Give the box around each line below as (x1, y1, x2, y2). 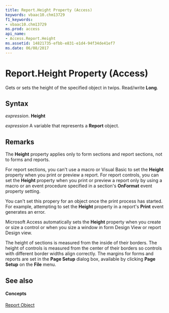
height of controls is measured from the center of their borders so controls (5, 245, 162, 251)
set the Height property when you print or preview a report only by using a (5, 177, 162, 184)
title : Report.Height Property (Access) (5, 7, 93, 13)
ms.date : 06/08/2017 (5, 46, 50, 51)
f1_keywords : (5, 17, 33, 22)
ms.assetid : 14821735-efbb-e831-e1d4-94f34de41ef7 (5, 41, 115, 46)
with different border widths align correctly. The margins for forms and (5, 251, 154, 257)
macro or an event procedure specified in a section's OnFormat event (5, 183, 152, 189)
